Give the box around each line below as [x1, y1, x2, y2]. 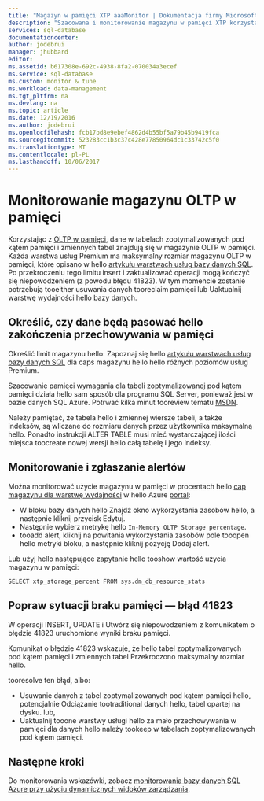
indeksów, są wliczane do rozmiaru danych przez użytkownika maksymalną [8, 421, 253, 430]
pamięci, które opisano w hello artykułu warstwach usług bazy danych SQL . [8, 260, 254, 269]
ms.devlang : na [8, 99, 58, 107]
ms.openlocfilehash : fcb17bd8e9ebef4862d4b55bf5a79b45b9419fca [8, 128, 220, 136]
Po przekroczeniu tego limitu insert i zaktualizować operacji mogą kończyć [8, 268, 250, 278]
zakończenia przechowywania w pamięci [8, 328, 214, 341]
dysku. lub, [19, 707, 56, 717]
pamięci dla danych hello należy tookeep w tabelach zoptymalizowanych [19, 724, 255, 733]
